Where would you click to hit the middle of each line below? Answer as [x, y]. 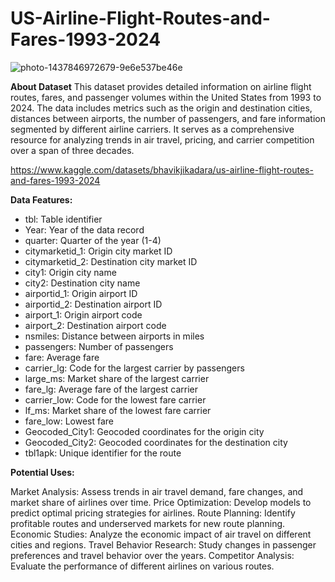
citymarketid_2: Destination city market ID [111, 261]
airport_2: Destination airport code [95, 325]
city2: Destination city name [82, 283]
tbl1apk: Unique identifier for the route [103, 453]
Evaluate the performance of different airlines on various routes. [142, 566]
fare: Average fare [62, 357]
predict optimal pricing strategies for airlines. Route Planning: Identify [153, 513]
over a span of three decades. [72, 150]
